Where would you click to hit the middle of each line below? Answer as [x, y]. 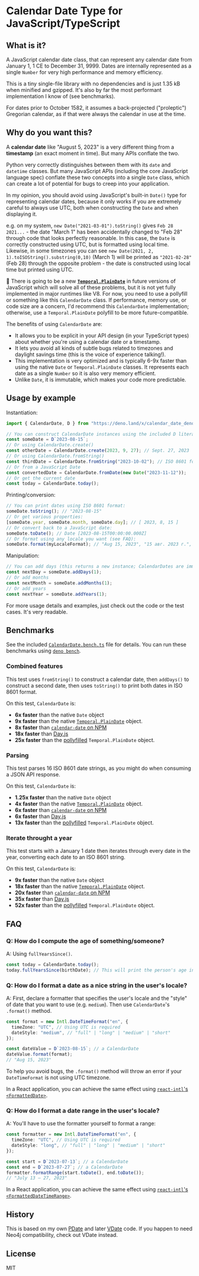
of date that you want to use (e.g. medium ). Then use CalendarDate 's [88, 1004]
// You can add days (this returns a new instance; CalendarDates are [95, 567]
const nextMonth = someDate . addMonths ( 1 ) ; [59, 583]
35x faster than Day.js [42, 899]
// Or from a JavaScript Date [44, 467]
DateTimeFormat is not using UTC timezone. [58, 1077]
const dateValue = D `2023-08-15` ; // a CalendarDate [73, 1049]
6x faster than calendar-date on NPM [61, 810]
